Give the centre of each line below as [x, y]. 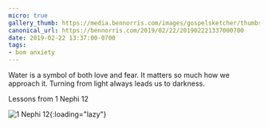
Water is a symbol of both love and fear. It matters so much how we [119, 75]
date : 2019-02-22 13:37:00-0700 [62, 38]
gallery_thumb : [33, 23]
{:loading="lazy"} [78, 114]
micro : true [28, 15]
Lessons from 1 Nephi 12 [49, 99]
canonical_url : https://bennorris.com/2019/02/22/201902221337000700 [126, 30]
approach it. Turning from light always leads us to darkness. [107, 83]
